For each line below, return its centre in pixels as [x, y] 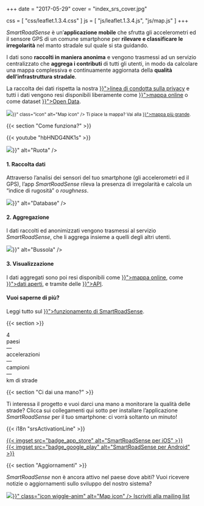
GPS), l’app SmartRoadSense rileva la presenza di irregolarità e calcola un [99, 184]
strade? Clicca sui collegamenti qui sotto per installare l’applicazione [92, 410]
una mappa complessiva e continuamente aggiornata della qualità [89, 70]
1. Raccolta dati [26, 164]
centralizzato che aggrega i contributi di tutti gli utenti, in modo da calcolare [102, 64]
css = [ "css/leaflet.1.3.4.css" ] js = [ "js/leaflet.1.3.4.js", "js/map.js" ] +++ [97, 20]
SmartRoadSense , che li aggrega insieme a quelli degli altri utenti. [89, 237]
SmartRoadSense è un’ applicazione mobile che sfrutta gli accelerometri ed [101, 32]
